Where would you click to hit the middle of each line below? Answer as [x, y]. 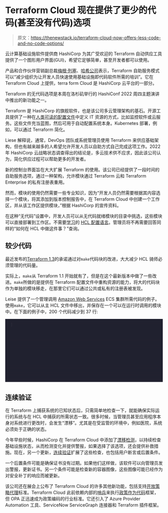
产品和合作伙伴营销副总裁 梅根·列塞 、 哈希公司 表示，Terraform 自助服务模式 [82, 70]
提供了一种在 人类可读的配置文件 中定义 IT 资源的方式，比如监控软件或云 [83, 117]
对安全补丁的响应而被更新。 [34, 476]
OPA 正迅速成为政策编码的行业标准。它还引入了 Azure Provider [76, 499]
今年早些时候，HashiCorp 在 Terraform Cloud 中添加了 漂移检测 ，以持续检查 [83, 440]
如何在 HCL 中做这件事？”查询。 [49, 228]
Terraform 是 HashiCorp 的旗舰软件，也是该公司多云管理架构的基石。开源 [81, 110]
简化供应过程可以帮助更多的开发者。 [51, 159]
